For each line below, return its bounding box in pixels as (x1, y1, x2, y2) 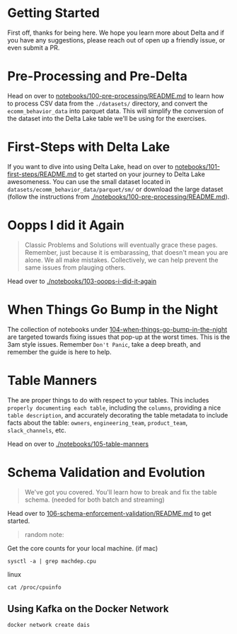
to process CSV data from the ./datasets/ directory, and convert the (7, 99, 208, 108)
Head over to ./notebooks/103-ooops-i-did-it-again (7, 277, 157, 285)
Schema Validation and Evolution (7, 464, 205, 480)
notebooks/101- (174, 162, 221, 171)
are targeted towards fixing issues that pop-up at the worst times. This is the (7, 333, 231, 341)
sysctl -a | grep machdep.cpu (7, 558, 97, 565)
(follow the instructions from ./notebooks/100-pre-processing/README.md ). (7, 192, 230, 201)
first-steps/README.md (7, 170, 77, 178)
